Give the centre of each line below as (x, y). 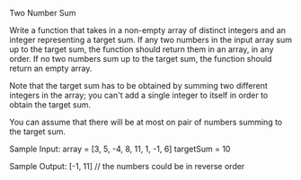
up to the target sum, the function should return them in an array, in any (142, 49)
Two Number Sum (43, 13)
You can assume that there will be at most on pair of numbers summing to (146, 122)
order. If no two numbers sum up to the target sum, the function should (141, 59)
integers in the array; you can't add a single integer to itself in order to (139, 95)
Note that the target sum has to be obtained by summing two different (138, 86)
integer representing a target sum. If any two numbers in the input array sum (150, 40)
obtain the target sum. (50, 105)
